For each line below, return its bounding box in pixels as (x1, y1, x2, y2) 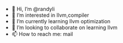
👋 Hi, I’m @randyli (11, 6, 55, 12)
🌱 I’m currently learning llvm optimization (11, 18, 111, 24)
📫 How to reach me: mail (11, 31, 73, 37)
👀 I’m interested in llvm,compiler (11, 12, 90, 19)
